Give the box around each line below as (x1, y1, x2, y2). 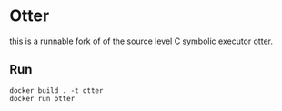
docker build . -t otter (9, 86, 104, 96)
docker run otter (9, 94, 76, 103)
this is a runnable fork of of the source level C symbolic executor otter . (9, 35, 273, 46)
